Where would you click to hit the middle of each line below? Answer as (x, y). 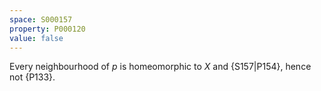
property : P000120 (47, 29)
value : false (36, 38)
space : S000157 (41, 19)
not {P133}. (32, 77)
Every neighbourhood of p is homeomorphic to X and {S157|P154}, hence (160, 67)
